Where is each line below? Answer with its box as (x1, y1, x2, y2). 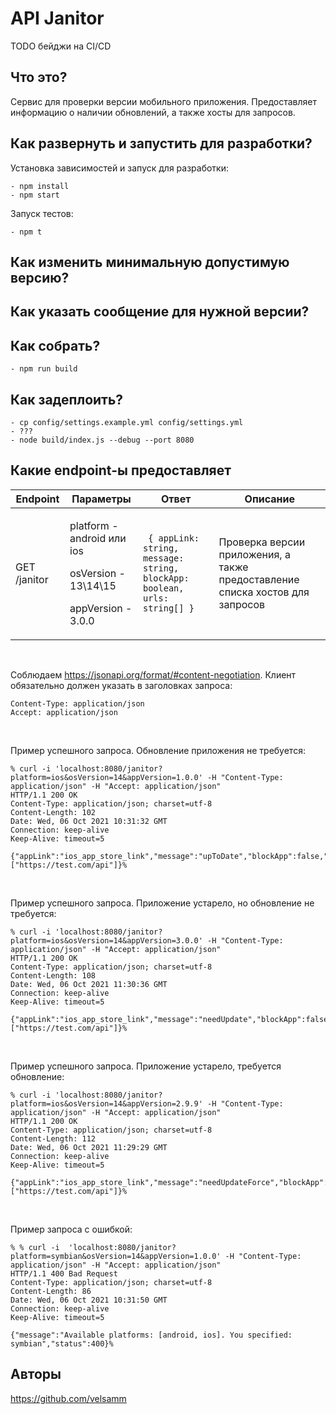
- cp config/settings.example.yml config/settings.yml (10, 417, 244, 427)
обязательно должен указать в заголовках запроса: (10, 679, 233, 691)
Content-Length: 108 (10, 970, 97, 981)
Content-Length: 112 (10, 1133, 97, 1144)
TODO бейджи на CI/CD (10, 40, 112, 52)
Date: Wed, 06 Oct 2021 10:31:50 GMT (10, 1295, 168, 1305)
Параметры (71, 492, 132, 506)
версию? (10, 269, 70, 286)
